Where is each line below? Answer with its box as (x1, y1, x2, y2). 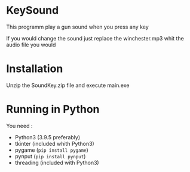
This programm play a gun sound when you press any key (6, 23, 149, 30)
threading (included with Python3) (14, 159, 100, 166)
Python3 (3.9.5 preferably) (14, 133, 81, 140)
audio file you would (6, 41, 56, 48)
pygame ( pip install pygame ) (14, 146, 88, 154)
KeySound (6, 4, 59, 17)
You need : (6, 122, 33, 129)
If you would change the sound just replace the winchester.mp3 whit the (6, 35, 184, 42)
